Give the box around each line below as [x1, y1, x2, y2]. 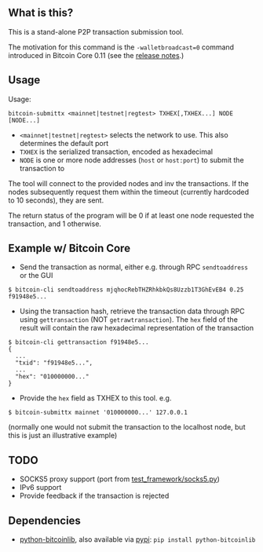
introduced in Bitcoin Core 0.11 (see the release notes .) [8, 50, 184, 60]
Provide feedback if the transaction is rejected [19, 491, 170, 501]
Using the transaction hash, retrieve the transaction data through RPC [19, 306, 245, 316]
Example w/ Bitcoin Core [8, 242, 131, 255]
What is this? [8, 6, 74, 20]
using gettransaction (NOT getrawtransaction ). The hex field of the [19, 315, 238, 324]
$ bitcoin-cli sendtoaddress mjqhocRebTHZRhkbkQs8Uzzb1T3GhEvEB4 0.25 [8, 286, 244, 294]
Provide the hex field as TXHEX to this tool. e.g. [19, 393, 172, 403]
